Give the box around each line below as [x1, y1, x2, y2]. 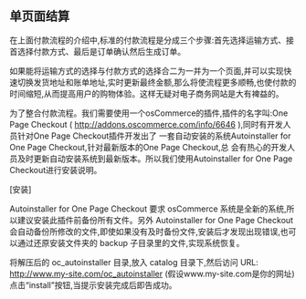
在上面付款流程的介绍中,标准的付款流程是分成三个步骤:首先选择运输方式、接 [9, 35, 295, 46]
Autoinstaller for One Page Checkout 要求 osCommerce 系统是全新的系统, [9, 203, 287, 214]
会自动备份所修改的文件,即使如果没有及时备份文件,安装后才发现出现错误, [9, 226, 281, 237]
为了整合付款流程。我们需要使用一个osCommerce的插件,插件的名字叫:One [9, 108, 289, 119]
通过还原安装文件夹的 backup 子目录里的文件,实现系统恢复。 [16, 237, 245, 248]
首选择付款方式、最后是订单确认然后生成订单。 [9, 46, 185, 57]
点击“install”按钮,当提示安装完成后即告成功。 [9, 279, 177, 290]
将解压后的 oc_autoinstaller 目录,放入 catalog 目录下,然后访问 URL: [9, 256, 259, 267]
